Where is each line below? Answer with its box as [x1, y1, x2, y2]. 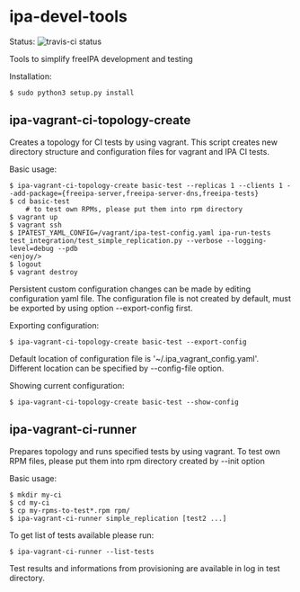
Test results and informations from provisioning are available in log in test [9, 562, 280, 573]
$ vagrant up [9, 212, 58, 221]
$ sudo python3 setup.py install [9, 88, 135, 97]
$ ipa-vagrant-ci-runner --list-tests [9, 547, 154, 556]
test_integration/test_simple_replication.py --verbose [9, 236, 223, 245]
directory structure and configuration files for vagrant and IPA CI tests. [9, 146, 269, 157]
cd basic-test [17, 196, 70, 206]
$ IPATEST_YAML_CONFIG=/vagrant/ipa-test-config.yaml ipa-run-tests [9, 228, 271, 238]
